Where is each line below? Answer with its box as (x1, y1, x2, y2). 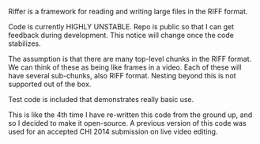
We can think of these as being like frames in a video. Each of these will (8, 63, 242, 72)
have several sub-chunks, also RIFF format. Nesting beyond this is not (8, 71, 236, 80)
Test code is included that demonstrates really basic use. (8, 95, 194, 104)
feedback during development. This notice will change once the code (8, 31, 235, 40)
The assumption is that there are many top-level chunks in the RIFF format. (8, 55, 252, 63)
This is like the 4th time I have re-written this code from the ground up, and (8, 110, 253, 119)
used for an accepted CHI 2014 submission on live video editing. (8, 127, 218, 136)
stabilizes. (8, 39, 41, 48)
